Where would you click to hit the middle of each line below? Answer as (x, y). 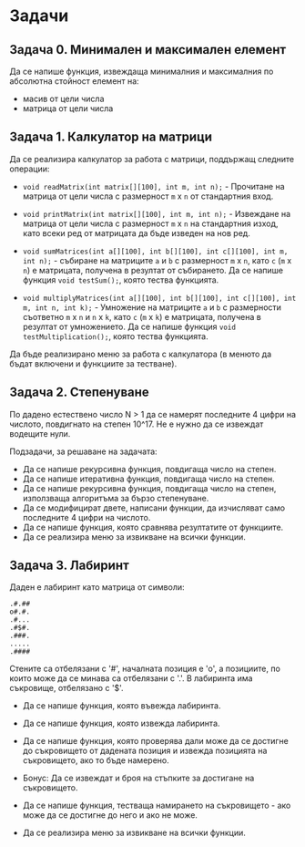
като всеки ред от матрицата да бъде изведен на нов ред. (136, 232)
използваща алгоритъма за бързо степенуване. (116, 498)
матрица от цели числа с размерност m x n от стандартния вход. (148, 196)
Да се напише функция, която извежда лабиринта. (121, 723)
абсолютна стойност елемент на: (74, 81)
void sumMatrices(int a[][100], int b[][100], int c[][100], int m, (155, 252)
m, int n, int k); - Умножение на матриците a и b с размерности (152, 307)
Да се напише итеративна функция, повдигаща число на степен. (148, 479)
